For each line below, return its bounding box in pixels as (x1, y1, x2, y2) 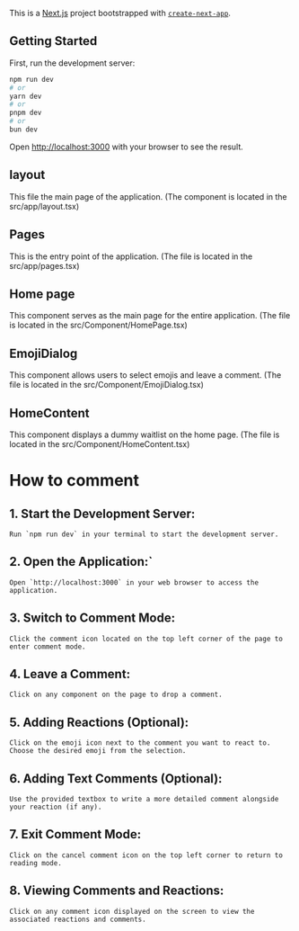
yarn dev (9, 92, 42, 101)
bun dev (9, 125, 39, 134)
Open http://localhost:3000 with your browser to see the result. (9, 141, 244, 152)
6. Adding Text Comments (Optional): (9, 771, 223, 786)
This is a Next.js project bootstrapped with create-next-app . (9, 8, 232, 18)
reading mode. (9, 858, 63, 867)
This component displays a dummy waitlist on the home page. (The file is (9, 429, 280, 440)
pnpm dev (9, 108, 42, 118)
